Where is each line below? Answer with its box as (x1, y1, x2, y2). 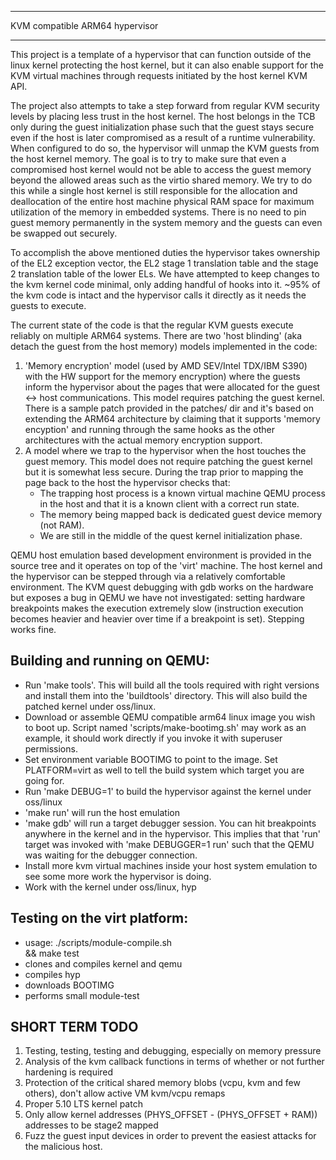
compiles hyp (24, 968, 81, 980)
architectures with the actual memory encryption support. (24, 434, 263, 446)
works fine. (10, 624, 57, 635)
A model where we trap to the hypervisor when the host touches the (24, 445, 307, 456)
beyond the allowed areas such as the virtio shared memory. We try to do (10, 174, 313, 186)
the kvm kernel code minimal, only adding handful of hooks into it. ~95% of (10, 279, 321, 290)
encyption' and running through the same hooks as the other (24, 424, 275, 435)
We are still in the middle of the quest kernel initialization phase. (39, 530, 303, 541)
